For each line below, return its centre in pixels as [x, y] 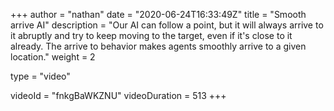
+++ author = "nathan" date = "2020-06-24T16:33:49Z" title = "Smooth [158, 14]
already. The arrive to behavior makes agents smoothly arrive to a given [158, 46]
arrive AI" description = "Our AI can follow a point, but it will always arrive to [167, 25]
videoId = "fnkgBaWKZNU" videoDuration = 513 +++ [118, 95]
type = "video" [40, 76]
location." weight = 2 [53, 57]
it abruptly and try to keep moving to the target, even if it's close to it [151, 35]
